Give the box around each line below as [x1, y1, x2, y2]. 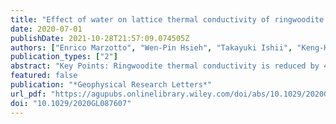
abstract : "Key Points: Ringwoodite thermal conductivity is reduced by [10, 61, 320, 71]
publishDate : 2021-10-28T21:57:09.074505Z [10, 33, 190, 43]
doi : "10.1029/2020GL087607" [10, 98, 132, 108]
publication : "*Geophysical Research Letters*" [10, 80, 213, 90]
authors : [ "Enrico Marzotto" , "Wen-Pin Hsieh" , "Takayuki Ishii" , [10, 42, 293, 53]
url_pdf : [10, 89, 47, 99]
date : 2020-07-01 [10, 24, 83, 34]
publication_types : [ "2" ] [10, 52, 118, 62]
